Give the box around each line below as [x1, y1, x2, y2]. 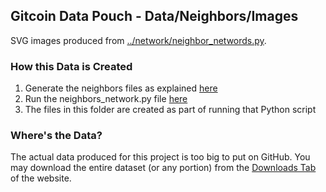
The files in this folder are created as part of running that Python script [24, 104, 317, 116]
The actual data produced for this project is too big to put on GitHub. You [10, 151, 311, 163]
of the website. [10, 172, 72, 184]
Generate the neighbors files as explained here [24, 82, 218, 94]
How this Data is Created [10, 59, 133, 73]
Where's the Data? [10, 129, 103, 143]
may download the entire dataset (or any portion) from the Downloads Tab [10, 162, 317, 174]
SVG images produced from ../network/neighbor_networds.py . [10, 34, 267, 46]
